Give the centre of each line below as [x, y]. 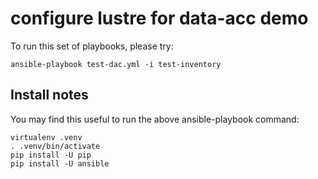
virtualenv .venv [46, 137]
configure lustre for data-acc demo [159, 18]
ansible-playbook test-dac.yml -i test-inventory [116, 64]
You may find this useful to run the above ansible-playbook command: [155, 119]
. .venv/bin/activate [55, 146]
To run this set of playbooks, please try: [92, 46]
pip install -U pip [51, 155]
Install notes [49, 95]
